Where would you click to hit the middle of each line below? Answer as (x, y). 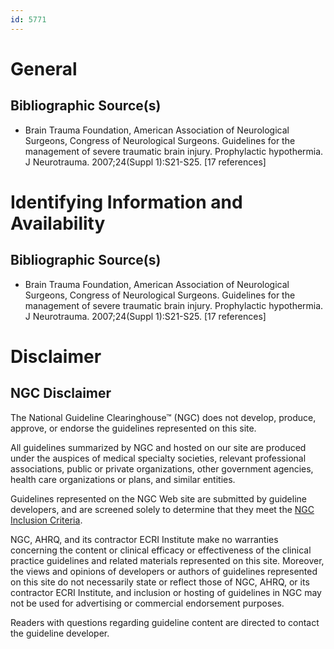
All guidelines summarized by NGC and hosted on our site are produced (158, 447)
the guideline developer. (60, 633)
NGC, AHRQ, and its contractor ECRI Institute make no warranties (144, 539)
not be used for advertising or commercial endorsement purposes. (147, 603)
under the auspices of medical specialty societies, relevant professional (158, 458)
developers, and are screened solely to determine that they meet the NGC (162, 509)
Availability (58, 223)
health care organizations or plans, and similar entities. (123, 479)
